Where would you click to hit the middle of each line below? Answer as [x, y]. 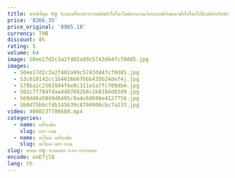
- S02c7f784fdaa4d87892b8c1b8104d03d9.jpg [76, 92]
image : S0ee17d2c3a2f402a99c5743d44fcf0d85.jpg [78, 60]
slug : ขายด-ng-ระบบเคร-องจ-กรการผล [52, 151]
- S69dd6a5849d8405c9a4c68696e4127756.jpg [76, 99]
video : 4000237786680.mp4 [45, 111]
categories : [25, 118]
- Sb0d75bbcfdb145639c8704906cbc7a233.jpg [76, 105]
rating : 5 [22, 46]
